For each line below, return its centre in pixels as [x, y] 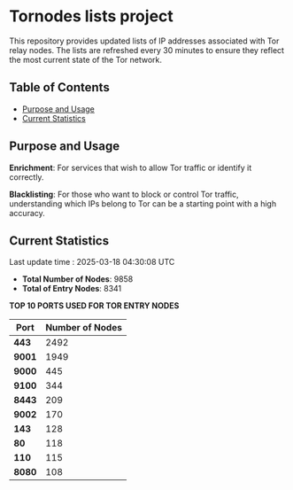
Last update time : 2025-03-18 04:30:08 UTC [92, 262]
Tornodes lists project [92, 16]
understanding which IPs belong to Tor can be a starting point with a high [143, 203]
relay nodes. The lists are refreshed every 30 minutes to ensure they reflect [147, 50]
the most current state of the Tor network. [85, 59]
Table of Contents [60, 87]
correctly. [27, 177]
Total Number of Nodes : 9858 [77, 279]
